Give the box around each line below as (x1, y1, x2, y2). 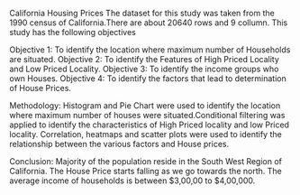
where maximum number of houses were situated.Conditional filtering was (9, 110, 286, 120)
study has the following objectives (9, 27, 137, 37)
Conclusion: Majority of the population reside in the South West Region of (9, 156, 282, 166)
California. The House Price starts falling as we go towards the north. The (9, 166, 282, 176)
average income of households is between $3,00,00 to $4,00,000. (9, 175, 256, 186)
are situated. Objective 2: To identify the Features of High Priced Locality (9, 54, 279, 64)
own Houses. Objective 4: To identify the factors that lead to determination (9, 73, 286, 84)
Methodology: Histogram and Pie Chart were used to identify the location (9, 100, 281, 111)
